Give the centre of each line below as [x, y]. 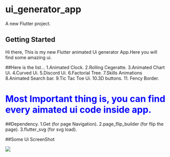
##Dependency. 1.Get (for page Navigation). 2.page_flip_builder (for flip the [84, 124]
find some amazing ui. [29, 57]
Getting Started [30, 40]
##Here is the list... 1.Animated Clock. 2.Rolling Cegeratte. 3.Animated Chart [85, 67]
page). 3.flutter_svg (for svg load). [41, 129]
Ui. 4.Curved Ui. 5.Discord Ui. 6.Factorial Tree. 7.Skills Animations [74, 73]
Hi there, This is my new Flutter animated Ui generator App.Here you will [81, 52]
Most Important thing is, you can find [86, 99]
